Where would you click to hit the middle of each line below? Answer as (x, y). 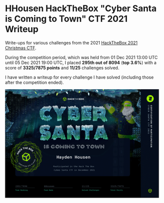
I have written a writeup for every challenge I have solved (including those (79, 77)
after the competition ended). (35, 82)
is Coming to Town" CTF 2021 (66, 19)
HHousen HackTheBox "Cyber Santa (81, 9)
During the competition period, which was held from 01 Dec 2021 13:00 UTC (81, 57)
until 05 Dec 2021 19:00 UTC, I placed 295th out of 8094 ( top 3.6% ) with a (81, 62)
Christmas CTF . (21, 48)
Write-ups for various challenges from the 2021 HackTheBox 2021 (71, 42)
